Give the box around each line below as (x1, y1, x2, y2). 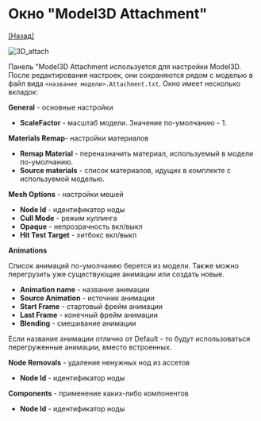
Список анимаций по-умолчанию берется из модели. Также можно (8, 261, 240, 270)
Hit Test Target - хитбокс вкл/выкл (19, 230, 137, 239)
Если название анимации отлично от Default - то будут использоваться (8, 334, 251, 343)
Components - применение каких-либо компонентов (8, 388, 189, 398)
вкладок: (8, 87, 38, 96)
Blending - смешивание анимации (19, 319, 136, 328)
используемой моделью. (19, 174, 105, 183)
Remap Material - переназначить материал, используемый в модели (19, 149, 254, 158)
